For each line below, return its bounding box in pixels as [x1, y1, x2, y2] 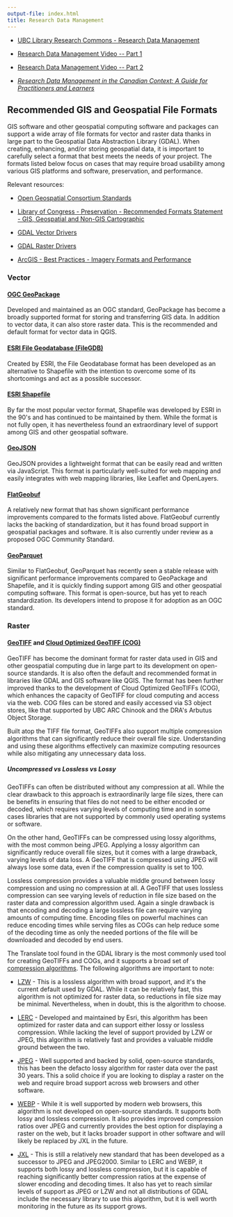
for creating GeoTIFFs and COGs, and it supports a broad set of [7, 956, 189, 965]
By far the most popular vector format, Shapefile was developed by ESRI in [7, 405, 221, 414]
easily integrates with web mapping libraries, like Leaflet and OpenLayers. [7, 474, 219, 483]
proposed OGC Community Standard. [7, 535, 115, 544]
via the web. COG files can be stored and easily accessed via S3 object [7, 698, 212, 706]
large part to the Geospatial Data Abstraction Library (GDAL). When [7, 137, 200, 146]
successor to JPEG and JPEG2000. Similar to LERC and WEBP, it [17, 1157, 203, 1165]
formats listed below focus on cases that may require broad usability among [7, 160, 225, 168]
